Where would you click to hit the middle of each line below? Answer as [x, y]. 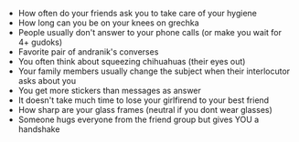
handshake [39, 129]
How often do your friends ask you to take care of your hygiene [138, 13]
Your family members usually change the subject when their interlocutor [154, 71]
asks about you [47, 81]
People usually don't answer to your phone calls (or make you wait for [149, 32]
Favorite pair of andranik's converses [88, 52]
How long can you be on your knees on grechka [108, 23]
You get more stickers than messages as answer [109, 91]
